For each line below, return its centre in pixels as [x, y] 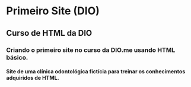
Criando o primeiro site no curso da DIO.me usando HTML [91, 50]
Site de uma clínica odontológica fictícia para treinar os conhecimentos [96, 72]
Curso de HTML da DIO [49, 33]
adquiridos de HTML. [33, 78]
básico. [17, 57]
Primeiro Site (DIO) [53, 11]
